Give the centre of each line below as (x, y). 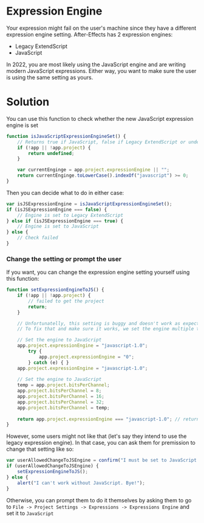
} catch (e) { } (49, 363)
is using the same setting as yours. (50, 77)
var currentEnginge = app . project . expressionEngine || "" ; (93, 170)
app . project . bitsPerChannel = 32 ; (61, 402)
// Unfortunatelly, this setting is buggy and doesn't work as (99, 323)
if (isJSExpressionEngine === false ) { (57, 210)
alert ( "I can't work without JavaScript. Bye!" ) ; (81, 483)
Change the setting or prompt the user (64, 259)
